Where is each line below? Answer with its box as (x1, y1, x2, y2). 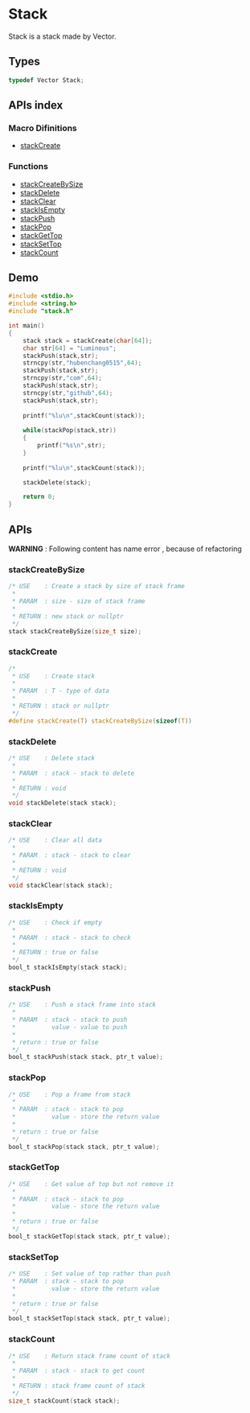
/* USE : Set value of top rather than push (8, 1270, 171, 1278)
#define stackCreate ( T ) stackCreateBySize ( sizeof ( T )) (8, 717, 193, 725)
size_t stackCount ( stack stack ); (8, 1397, 121, 1405)
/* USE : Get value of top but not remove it (8, 1180, 174, 1188)
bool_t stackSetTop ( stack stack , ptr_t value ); (8, 1315, 171, 1323)
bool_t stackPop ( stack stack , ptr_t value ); (8, 1143, 160, 1151)
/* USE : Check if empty (8, 918, 103, 926)
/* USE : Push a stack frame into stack (8, 1001, 157, 1009)
